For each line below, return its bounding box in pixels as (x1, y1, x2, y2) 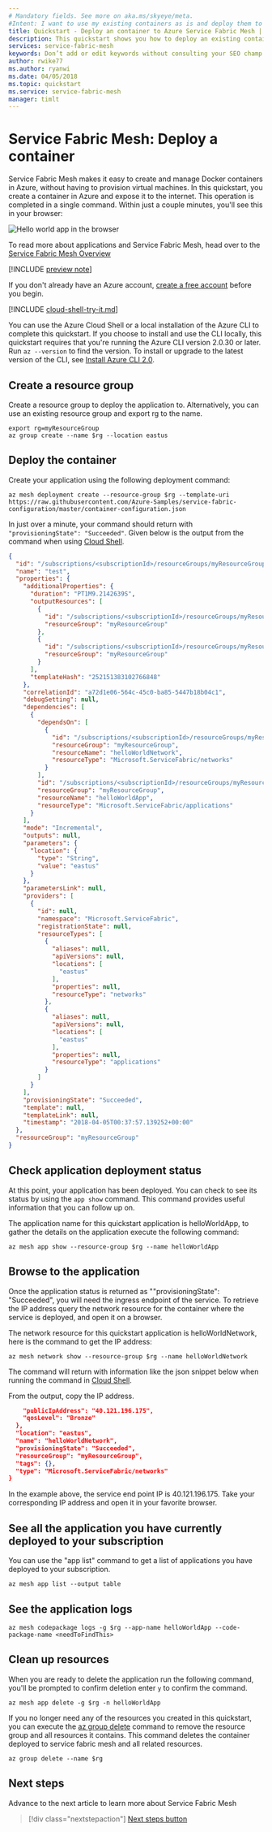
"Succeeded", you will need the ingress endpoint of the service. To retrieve (8, 1295, 259, 1305)
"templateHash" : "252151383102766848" (29, 673, 161, 681)
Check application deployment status (8, 1163, 202, 1178)
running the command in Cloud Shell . (8, 1375, 132, 1385)
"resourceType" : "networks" (51, 990, 147, 998)
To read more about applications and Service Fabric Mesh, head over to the (8, 240, 261, 250)
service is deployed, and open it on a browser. (8, 1312, 163, 1322)
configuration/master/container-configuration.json (8, 505, 186, 513)
